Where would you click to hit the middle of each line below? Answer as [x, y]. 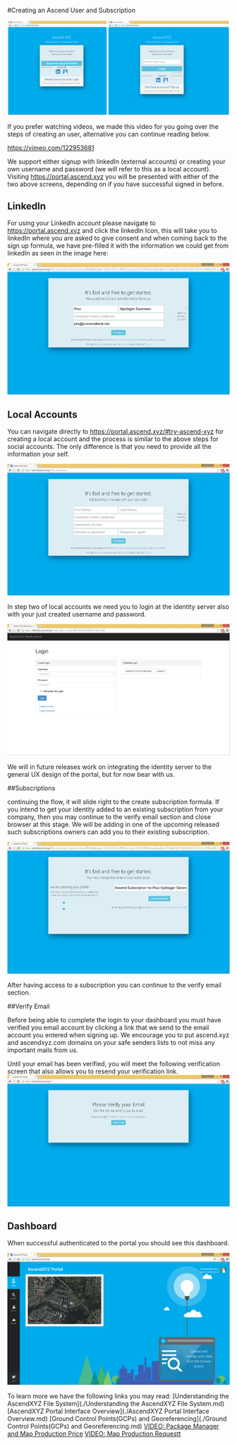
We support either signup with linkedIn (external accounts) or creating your [116, 161]
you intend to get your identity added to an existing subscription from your [115, 809]
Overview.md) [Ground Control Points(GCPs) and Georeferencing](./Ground [117, 1418]
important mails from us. [43, 1050]
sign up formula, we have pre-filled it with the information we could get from [118, 246]
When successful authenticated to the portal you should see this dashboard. [118, 1243]
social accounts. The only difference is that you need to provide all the [109, 447]
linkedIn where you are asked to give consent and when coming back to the [117, 238]
